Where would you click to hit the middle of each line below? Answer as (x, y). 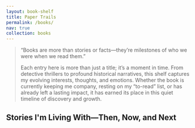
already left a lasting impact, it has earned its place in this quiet (97, 93)
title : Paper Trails (31, 17)
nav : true (18, 28)
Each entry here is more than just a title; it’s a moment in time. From (102, 68)
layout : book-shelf (30, 11)
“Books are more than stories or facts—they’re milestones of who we (104, 50)
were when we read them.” (53, 56)
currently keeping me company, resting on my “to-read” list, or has (101, 86)
